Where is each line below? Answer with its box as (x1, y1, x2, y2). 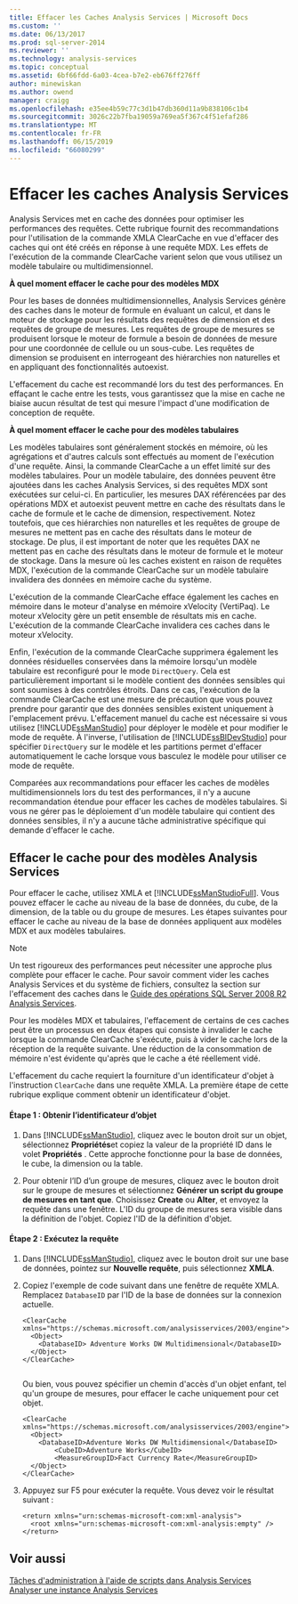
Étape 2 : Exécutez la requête (9, 1234, 119, 1244)
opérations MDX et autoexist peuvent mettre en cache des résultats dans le (9, 498, 286, 509)
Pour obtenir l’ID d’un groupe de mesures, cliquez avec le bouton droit (21, 1175, 279, 1185)
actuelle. (21, 1299, 54, 1309)
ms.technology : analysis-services (9, 54, 138, 63)
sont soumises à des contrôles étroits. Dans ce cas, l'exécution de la (9, 684, 261, 695)
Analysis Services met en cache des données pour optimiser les (9, 213, 245, 224)
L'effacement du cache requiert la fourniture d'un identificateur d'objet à (9, 1071, 274, 1081)
